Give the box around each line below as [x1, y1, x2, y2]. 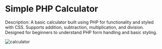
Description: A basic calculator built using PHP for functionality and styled [5, 19, 154, 25]
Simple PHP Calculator [5, 3, 99, 14]
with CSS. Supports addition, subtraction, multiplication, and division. [5, 24, 144, 30]
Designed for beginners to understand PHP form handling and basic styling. [5, 29, 158, 35]
